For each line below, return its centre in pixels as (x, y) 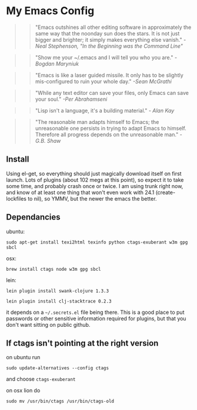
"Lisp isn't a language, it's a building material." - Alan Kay (105, 110)
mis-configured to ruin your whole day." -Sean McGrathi (103, 81)
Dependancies (33, 217)
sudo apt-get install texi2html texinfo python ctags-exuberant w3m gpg (97, 242)
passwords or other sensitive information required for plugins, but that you (96, 318)
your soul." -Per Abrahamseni (71, 99)
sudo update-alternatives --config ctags (58, 368)
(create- (165, 192)
